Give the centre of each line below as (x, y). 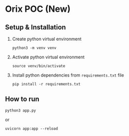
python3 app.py (21, 110)
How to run (22, 99)
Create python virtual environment (47, 39)
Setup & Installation (36, 27)
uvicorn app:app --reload (31, 129)
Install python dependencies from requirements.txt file (68, 75)
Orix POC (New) (38, 9)
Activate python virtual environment (48, 57)
